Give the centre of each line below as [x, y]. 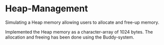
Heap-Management [47, 9]
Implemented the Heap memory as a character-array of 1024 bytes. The [79, 32]
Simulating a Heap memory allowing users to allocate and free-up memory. [82, 22]
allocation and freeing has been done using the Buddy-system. [70, 37]
